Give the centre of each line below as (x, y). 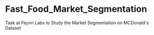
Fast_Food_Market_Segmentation (76, 9)
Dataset (13, 28)
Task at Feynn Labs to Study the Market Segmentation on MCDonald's (77, 23)
